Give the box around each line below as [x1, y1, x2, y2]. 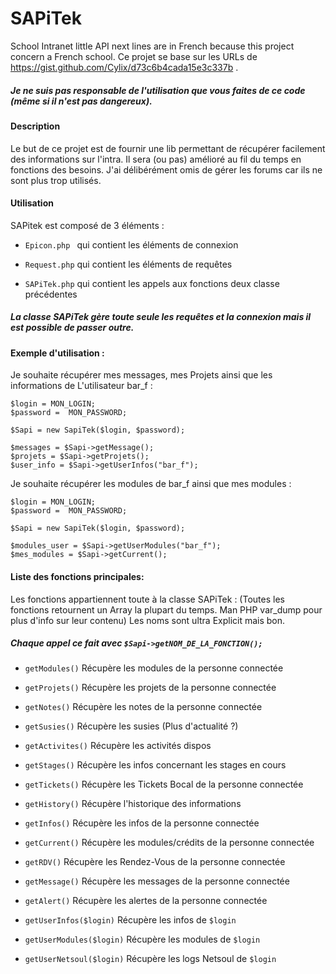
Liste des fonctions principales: [10, 570, 145, 582]
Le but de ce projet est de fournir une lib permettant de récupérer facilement [10, 142, 326, 154]
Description [10, 120, 61, 132]
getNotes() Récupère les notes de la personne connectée [24, 701, 263, 713]
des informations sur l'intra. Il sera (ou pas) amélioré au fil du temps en [10, 153, 302, 165]
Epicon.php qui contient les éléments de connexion [24, 238, 239, 251]
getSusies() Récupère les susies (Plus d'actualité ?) [24, 720, 239, 732]
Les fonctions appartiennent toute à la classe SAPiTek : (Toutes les [10, 593, 285, 605]
